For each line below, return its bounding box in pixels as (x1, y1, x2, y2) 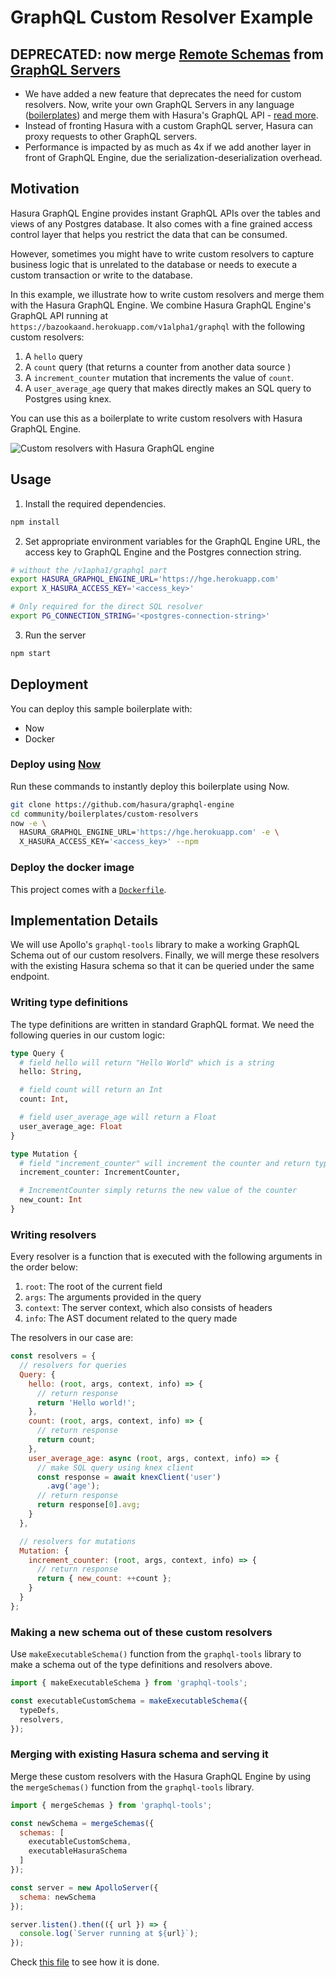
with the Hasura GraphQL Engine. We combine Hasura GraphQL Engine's (10, 299, 312, 311)
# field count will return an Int (19, 1085, 163, 1095)
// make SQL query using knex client (36, 1462, 195, 1473)
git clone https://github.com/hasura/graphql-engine (10, 799, 235, 810)
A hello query (24, 350, 83, 362)
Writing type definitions (10, 996, 129, 1010)
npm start (10, 648, 52, 658)
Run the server (24, 629, 87, 641)
